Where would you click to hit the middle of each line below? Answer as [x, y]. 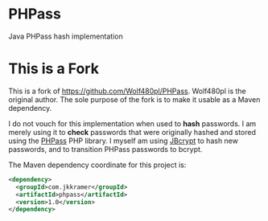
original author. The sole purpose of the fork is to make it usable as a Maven [134, 99]
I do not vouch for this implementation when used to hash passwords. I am [132, 123]
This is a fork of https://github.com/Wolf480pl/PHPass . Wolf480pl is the [128, 91]
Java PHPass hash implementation [66, 36]
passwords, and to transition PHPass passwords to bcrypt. [105, 149]
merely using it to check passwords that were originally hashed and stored [132, 132]
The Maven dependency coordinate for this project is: [97, 165]
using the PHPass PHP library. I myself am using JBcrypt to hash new [124, 141]
